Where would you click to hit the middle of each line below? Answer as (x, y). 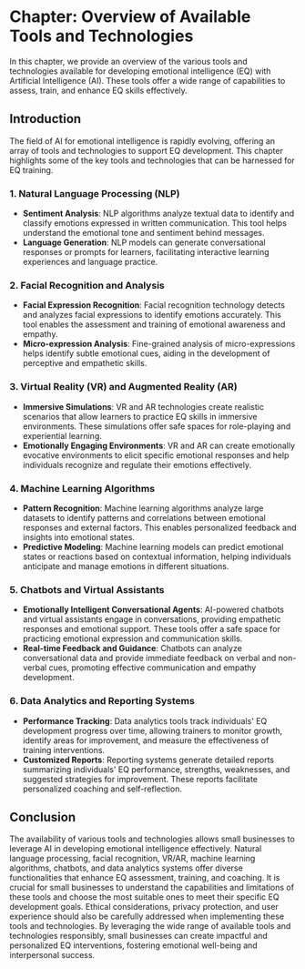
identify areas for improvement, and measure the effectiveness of (146, 740)
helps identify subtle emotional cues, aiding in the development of (146, 353)
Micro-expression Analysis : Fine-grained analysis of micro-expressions (159, 344)
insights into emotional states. (78, 537)
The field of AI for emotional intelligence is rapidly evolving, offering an (142, 141)
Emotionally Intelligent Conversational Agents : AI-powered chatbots (153, 610)
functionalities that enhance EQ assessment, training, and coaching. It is (145, 878)
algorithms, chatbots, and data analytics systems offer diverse (126, 868)
